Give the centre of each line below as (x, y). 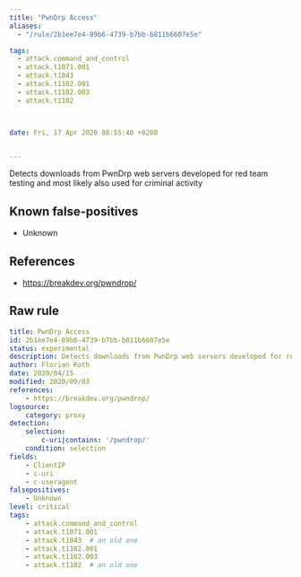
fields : (24, 457)
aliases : (26, 26)
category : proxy (56, 415)
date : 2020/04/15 (42, 373)
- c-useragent (52, 482)
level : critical (39, 507)
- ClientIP (46, 465)
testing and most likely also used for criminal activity (106, 183)
